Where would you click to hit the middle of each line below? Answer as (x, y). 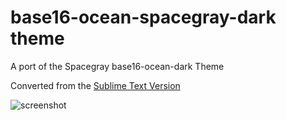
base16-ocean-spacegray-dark (143, 17)
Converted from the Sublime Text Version (95, 85)
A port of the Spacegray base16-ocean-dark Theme (117, 66)
